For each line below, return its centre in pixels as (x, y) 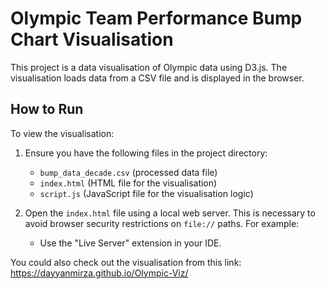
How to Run (47, 109)
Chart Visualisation (92, 39)
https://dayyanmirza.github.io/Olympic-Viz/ (99, 273)
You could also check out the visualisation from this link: (126, 262)
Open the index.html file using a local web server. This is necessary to (170, 213)
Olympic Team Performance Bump (156, 18)
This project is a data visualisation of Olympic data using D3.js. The (149, 67)
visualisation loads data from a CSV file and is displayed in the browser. (157, 78)
